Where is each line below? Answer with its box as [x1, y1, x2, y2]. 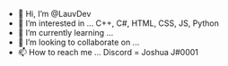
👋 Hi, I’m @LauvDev [17, 9, 92, 19]
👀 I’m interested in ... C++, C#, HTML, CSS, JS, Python [17, 18, 220, 29]
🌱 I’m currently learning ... [17, 28, 114, 37]
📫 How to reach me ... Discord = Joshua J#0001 [17, 47, 199, 57]
